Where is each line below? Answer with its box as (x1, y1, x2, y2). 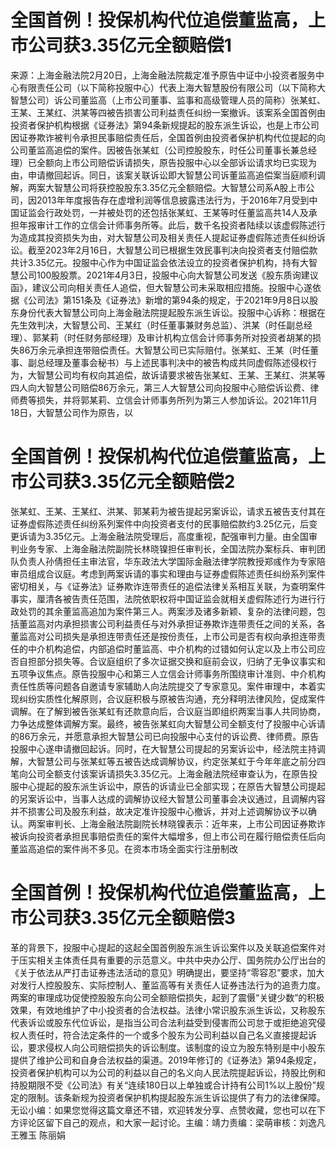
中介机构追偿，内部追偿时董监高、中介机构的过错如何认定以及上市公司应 (27, 642, 326, 655)
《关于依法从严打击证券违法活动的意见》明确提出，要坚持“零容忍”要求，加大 (10, 966, 325, 978)
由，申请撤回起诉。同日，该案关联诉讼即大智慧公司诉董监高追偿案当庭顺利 (10, 169, 317, 181)
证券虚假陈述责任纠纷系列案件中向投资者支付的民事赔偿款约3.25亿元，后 (10, 517, 310, 530)
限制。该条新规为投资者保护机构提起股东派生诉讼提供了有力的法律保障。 (27, 1091, 326, 1103)
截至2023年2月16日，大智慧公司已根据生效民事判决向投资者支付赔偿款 (27, 244, 318, 256)
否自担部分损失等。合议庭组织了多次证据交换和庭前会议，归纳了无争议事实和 (10, 655, 326, 667)
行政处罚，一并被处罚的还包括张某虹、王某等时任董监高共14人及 (44, 206, 309, 218)
